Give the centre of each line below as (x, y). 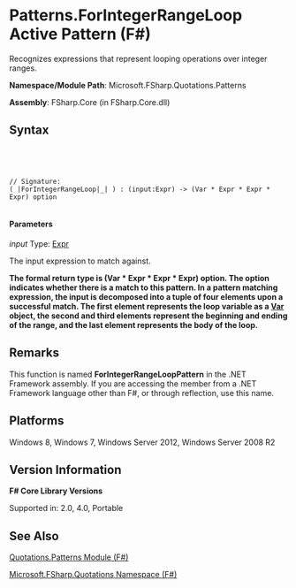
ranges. (23, 68)
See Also (34, 536)
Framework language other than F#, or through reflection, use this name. (141, 393)
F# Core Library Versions (56, 491)
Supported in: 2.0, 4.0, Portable (66, 508)
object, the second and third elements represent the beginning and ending (148, 316)
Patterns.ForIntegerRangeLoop (126, 15)
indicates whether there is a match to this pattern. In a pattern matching (144, 287)
